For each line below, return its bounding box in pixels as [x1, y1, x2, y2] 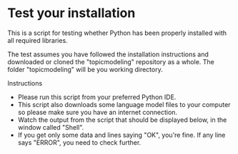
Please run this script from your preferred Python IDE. [17, 93, 177, 101]
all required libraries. [7, 36, 68, 44]
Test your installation [7, 5, 136, 21]
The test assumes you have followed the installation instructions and [7, 50, 209, 58]
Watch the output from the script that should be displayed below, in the [17, 115, 227, 124]
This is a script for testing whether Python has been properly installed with [7, 29, 227, 37]
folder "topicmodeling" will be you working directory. [7, 65, 163, 73]
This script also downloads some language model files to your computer [17, 100, 231, 108]
